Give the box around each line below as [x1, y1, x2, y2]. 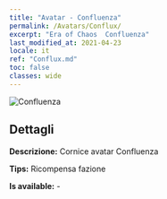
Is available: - [9, 180, 61, 191]
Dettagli [9, 122, 54, 137]
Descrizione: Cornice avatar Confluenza [9, 145, 159, 157]
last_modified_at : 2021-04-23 [9, 38, 122, 48]
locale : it [9, 47, 50, 56]
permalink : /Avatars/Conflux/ [9, 22, 122, 30]
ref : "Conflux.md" [9, 55, 78, 64]
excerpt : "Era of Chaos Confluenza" [9, 30, 150, 39]
